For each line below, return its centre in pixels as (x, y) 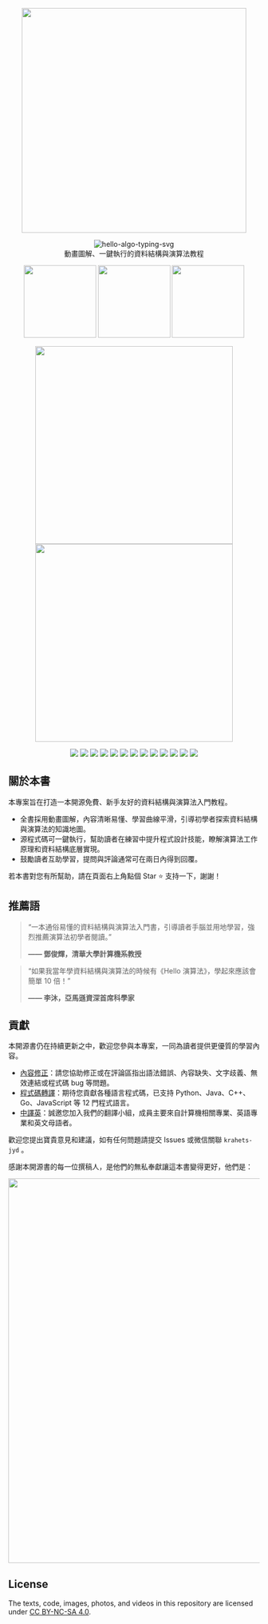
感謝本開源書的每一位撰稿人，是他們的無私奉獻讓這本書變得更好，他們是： (130, 1167)
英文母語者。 (55, 1123)
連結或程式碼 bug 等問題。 (70, 1083)
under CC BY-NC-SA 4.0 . (50, 1612)
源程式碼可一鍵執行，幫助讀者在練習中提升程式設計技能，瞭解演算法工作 (138, 838)
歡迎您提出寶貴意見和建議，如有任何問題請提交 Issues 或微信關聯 (115, 1140)
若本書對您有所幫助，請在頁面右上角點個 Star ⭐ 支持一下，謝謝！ (115, 876)
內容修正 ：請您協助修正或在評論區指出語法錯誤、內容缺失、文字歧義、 (135, 1073)
